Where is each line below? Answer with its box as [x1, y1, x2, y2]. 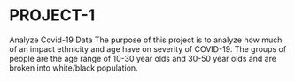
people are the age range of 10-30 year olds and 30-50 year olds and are [9, 53, 277, 63]
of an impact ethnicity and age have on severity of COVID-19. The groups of [9, 43, 287, 54]
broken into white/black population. [9, 63, 139, 73]
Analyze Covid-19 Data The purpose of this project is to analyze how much [9, 34, 283, 45]
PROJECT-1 [9, 5, 96, 26]
